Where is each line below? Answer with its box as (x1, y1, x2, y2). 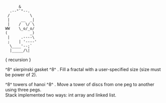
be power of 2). (5, 72, 38, 77)
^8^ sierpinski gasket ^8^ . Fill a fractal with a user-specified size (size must (5, 66, 161, 72)
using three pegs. (5, 87, 42, 92)
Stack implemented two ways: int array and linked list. (5, 92, 117, 98)
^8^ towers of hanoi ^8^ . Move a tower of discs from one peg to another (5, 81, 154, 87)
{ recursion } (5, 57, 32, 62)
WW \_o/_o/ (5, 26, 35, 31)
